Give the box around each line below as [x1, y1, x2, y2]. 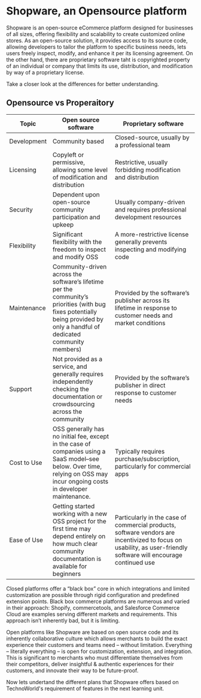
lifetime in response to [114, 303, 178, 312]
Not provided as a [52, 354, 103, 363]
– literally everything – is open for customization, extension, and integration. [6, 648, 193, 655]
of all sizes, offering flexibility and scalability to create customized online [6, 30, 185, 37]
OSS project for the [52, 517, 106, 525]
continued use [114, 558, 156, 566]
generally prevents [114, 237, 167, 246]
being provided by [52, 315, 103, 323]
